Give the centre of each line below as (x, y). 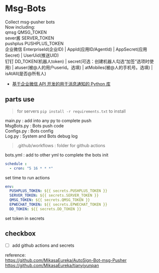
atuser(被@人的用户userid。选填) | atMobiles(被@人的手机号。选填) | (84, 67)
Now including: (20, 27)
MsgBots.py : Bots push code (35, 126)
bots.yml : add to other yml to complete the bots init (57, 155)
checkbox (20, 234)
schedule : (16, 164)
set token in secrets (25, 218)
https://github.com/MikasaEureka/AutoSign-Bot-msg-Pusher (66, 260)
